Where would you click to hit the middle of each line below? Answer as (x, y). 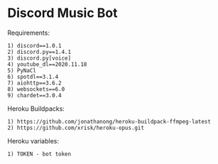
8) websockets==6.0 (36, 89)
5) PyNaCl (22, 70)
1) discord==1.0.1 (34, 45)
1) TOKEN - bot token (39, 154)
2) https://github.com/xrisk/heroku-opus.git (76, 128)
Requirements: (28, 33)
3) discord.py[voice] (39, 58)
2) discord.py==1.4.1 (39, 52)
